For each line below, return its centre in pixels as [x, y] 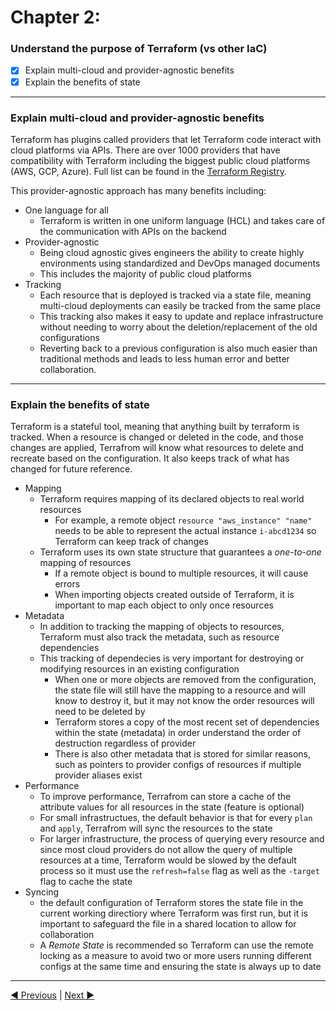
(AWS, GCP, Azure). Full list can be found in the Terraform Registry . [148, 171]
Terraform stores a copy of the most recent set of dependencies [187, 722]
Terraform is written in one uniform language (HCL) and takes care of [182, 220]
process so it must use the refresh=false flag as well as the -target [179, 871]
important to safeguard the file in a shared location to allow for [168, 924]
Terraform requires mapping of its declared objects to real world [172, 499]
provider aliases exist [98, 775]
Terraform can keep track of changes [131, 542]
